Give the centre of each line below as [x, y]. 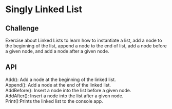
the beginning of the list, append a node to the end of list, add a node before [86, 46]
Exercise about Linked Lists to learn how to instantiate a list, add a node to [84, 40]
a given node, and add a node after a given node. [57, 51]
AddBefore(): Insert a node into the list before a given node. [68, 90]
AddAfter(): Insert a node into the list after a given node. [64, 96]
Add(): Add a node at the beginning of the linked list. [61, 79]
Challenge [22, 28]
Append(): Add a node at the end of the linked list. [58, 85]
